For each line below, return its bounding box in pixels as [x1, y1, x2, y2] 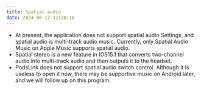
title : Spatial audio [6, 9, 62, 15]
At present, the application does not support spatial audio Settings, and [15, 31, 194, 38]
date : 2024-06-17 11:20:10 [6, 15, 75, 21]
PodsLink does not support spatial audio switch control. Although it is [15, 63, 189, 71]
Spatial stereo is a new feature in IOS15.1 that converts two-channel [15, 50, 184, 58]
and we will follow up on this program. [15, 77, 111, 84]
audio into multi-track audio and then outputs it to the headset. [15, 57, 172, 64]
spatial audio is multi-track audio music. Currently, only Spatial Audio [15, 38, 189, 45]
